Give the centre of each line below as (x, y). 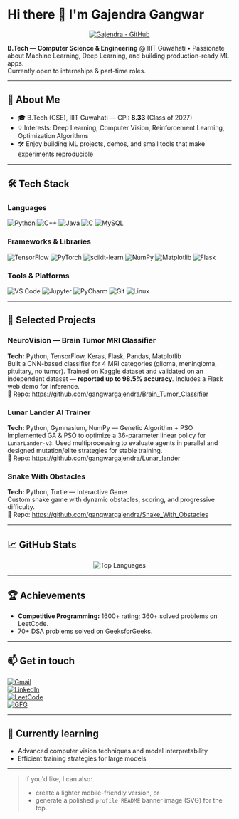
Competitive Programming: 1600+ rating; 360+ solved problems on (117, 616)
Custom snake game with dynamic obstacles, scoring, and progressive (111, 500)
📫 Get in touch (41, 661)
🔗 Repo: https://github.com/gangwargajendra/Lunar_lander (94, 458)
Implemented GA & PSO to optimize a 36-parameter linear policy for (107, 435)
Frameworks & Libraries (49, 241)
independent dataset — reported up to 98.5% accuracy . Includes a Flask (115, 379)
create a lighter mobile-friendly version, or (97, 793)
